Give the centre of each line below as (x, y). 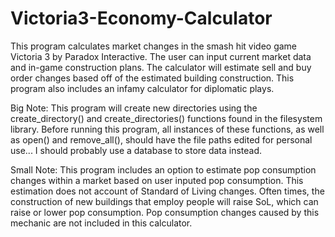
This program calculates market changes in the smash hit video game (154, 46)
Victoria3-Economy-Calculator (141, 18)
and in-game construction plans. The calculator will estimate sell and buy (161, 67)
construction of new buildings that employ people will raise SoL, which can (164, 201)
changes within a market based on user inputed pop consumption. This (157, 180)
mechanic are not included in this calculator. (101, 223)
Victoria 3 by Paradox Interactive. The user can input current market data (161, 56)
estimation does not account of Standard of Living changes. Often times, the (167, 191)
